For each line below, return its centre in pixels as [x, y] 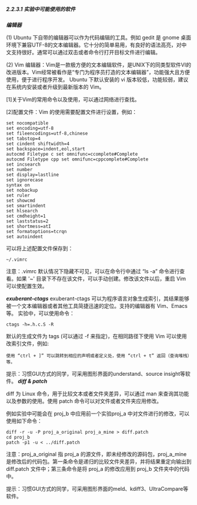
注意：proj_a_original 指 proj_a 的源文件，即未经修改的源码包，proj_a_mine [96, 454]
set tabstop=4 [24, 139]
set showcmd [21, 201]
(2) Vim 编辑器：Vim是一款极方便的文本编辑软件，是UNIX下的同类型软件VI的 [98, 64]
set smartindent [26, 206]
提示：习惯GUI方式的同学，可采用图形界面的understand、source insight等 [96, 373]
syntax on [18, 185]
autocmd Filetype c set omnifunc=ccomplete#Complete [72, 154]
